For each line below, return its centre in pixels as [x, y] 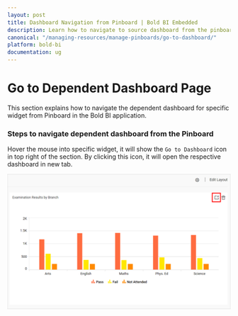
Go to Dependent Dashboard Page [109, 88]
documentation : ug [34, 52]
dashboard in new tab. [40, 164]
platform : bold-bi [34, 45]
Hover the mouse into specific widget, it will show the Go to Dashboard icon [117, 149]
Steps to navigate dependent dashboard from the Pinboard [110, 133]
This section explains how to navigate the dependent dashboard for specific [118, 108]
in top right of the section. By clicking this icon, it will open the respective [114, 157]
